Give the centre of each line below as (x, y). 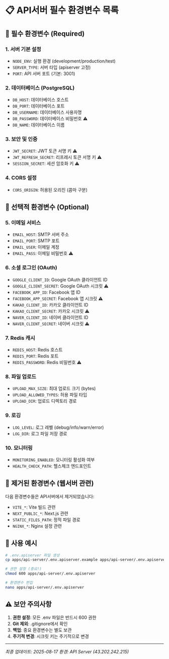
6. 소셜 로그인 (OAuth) (31, 268)
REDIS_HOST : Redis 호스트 (37, 350)
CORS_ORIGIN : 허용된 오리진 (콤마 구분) (50, 190)
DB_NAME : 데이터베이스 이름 (38, 125)
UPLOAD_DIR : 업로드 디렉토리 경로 (45, 401)
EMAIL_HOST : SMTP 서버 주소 (41, 235)
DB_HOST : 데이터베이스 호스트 (40, 100)
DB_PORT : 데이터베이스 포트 (38, 106)
